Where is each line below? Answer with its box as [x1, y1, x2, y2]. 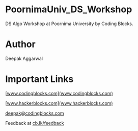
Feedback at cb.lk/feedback [5, 120, 64, 126]
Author [5, 38, 36, 50]
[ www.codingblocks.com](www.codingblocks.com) [5, 90, 113, 96]
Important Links [5, 73, 74, 85]
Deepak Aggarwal [5, 55, 43, 61]
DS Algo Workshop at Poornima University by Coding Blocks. [5, 20, 133, 27]
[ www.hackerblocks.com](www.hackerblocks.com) [5, 100, 113, 106]
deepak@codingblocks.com [5, 110, 65, 116]
